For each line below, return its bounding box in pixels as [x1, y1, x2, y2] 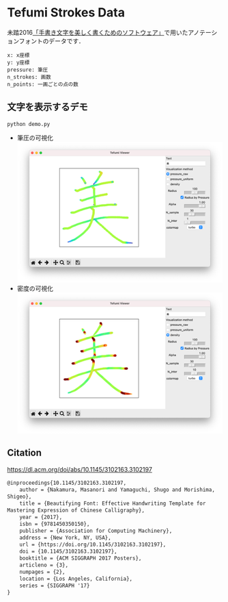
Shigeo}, [7, 493, 32, 500]
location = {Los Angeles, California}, [19, 575, 133, 582]
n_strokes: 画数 [7, 73, 51, 80]
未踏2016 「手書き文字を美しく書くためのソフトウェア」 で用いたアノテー [7, 28, 212, 36]
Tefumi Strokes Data [7, 5, 125, 21]
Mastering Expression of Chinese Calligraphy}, [7, 507, 145, 514]
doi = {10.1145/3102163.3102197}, [19, 548, 117, 555]
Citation [7, 447, 42, 459]
